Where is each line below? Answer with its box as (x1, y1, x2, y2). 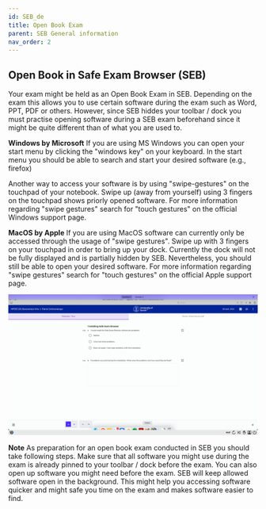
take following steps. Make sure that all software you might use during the (8, 451, 249, 461)
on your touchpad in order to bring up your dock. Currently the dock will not (8, 245, 256, 254)
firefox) (8, 163, 32, 174)
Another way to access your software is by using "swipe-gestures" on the (8, 179, 249, 189)
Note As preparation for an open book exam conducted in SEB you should (8, 442, 250, 452)
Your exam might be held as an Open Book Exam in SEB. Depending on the (8, 90, 253, 99)
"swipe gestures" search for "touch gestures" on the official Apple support (8, 270, 252, 280)
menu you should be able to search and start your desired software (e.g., (8, 155, 247, 165)
